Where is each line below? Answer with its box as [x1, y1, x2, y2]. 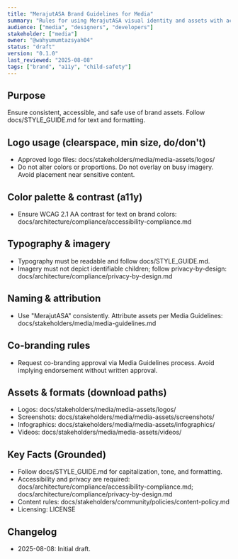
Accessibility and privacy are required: [17, 475, 130, 484]
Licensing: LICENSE [17, 505, 76, 514]
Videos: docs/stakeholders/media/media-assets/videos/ [17, 428, 182, 437]
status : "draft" [7, 43, 55, 50]
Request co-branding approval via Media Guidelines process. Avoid [17, 358, 215, 367]
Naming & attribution [7, 293, 101, 305]
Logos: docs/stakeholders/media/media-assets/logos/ [17, 406, 176, 414]
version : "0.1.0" [7, 50, 59, 58]
